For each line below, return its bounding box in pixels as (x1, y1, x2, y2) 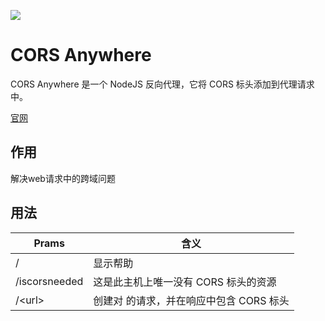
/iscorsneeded (15, 274, 84, 288)
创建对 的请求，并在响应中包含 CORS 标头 (93, 293, 290, 307)
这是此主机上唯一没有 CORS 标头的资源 (93, 275, 277, 289)
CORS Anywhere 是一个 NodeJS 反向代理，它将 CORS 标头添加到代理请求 (10, 78, 315, 90)
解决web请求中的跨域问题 (10, 172, 116, 184)
